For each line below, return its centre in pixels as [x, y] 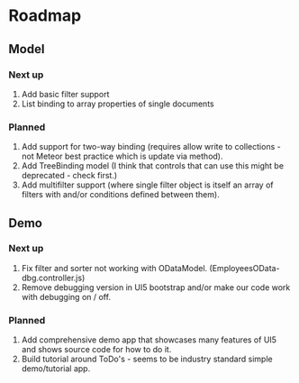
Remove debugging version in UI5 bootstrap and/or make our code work [156, 287]
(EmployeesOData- [245, 268]
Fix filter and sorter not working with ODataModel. [114, 268]
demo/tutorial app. [56, 369]
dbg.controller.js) [53, 278]
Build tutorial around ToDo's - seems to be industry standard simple [147, 359]
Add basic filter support [65, 94]
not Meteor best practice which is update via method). [122, 156]
